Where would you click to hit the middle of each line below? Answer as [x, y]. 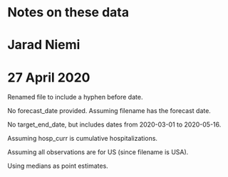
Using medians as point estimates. [58, 166]
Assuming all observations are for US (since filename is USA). [98, 152]
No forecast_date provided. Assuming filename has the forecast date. [109, 111]
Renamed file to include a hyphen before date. [75, 97]
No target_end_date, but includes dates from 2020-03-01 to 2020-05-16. [114, 124]
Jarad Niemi [44, 45]
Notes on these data [68, 12]
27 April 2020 [49, 77]
